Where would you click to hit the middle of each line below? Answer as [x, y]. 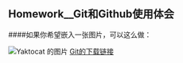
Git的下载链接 [91, 51]
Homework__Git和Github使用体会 [91, 14]
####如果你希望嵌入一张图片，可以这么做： [80, 35]
